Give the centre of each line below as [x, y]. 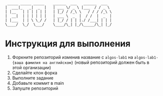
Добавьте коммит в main [38, 83]
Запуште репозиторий [35, 88]
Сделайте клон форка [35, 73]
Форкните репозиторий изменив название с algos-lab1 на [72, 57]
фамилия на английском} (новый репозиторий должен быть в [87, 62]
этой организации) [31, 67]
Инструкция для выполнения [68, 44]
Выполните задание [33, 78]
